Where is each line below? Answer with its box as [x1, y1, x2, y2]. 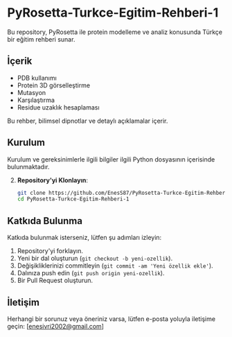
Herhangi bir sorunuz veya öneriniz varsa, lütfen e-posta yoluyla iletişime [7, 314, 216, 323]
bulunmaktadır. [7, 162, 50, 171]
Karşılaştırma [17, 96, 55, 104]
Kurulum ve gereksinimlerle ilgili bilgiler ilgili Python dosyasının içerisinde [7, 155, 215, 164]
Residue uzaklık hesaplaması [17, 103, 100, 112]
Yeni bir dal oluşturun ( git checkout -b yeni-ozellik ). [17, 254, 173, 263]
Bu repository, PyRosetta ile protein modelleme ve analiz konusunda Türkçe [7, 28, 223, 36]
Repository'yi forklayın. [17, 247, 84, 255]
